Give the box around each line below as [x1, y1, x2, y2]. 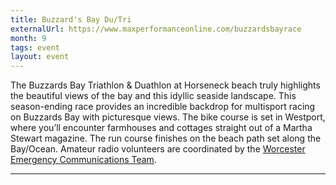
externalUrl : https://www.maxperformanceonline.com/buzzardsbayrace [10, 24, 302, 34]
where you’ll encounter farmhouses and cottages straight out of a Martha [10, 122, 313, 134]
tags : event [10, 42, 60, 53]
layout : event [10, 52, 70, 62]
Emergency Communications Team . [10, 154, 157, 166]
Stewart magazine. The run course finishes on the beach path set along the [10, 132, 322, 145]
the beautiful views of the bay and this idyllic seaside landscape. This [10, 90, 297, 102]
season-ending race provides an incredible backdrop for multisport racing [10, 101, 316, 113]
